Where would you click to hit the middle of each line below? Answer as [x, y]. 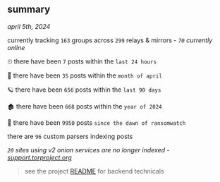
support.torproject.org [39, 157]
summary [29, 10]
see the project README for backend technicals [94, 171]
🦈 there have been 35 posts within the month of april [85, 75]
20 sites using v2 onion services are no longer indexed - [88, 150]
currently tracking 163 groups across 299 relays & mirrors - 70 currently [110, 40]
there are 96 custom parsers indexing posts [70, 136]
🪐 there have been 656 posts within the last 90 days [84, 90]
